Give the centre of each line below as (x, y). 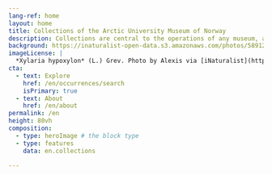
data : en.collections (59, 151)
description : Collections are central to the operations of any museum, (134, 38)
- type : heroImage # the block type (77, 135)
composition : (30, 128)
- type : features (45, 143)
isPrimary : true (51, 91)
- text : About (39, 98)
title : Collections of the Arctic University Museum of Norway (117, 31)
